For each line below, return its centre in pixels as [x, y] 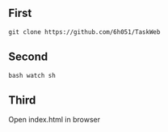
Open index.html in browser [55, 120]
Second [28, 57]
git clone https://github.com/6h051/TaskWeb [84, 32]
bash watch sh [32, 75]
